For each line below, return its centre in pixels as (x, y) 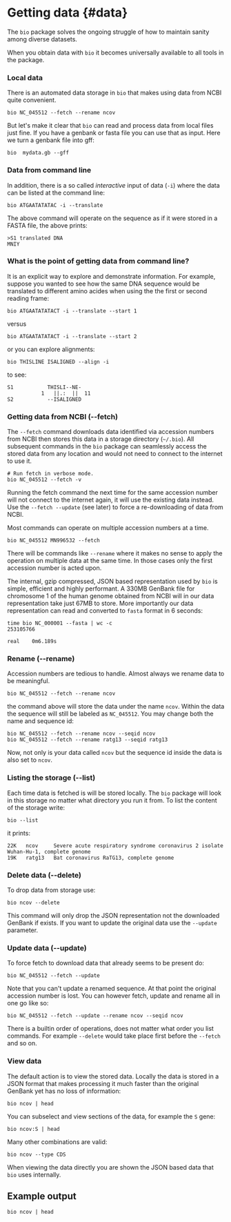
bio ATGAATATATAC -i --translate (55, 205)
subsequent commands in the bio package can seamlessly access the (107, 446)
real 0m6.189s (32, 642)
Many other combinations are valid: (57, 1142)
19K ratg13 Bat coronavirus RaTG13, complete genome (91, 858)
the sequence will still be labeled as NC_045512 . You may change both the (110, 714)
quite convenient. (32, 100)
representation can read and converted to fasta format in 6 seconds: (105, 611)
